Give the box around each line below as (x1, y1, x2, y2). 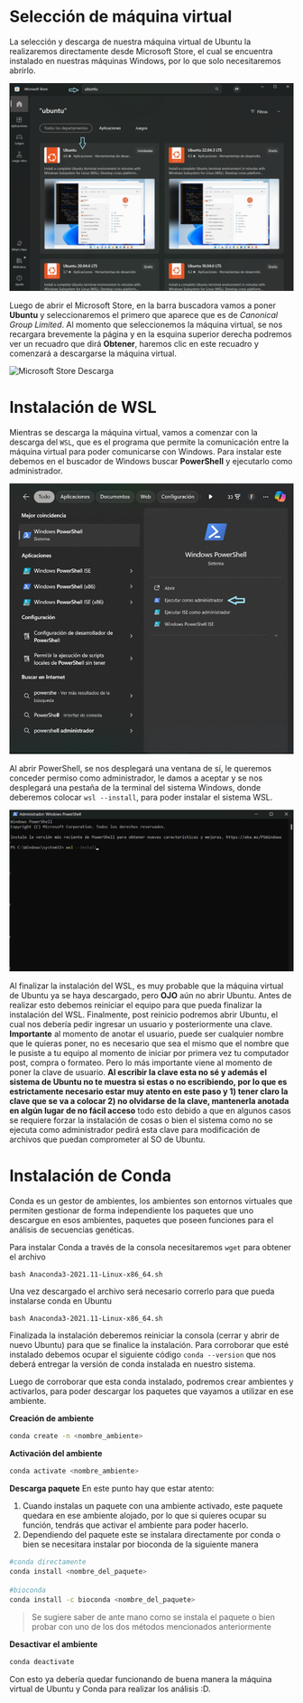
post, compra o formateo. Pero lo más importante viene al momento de (9, 1057, 273, 1068)
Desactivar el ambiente (9, 1639, 98, 1650)
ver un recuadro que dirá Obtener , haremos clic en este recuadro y (9, 339, 260, 350)
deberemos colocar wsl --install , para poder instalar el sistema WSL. (9, 792, 273, 803)
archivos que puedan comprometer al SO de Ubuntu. (9, 1134, 206, 1145)
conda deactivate (9, 1658, 75, 1667)
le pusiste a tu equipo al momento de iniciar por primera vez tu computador (9, 1048, 289, 1059)
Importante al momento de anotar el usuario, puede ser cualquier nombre (9, 1028, 284, 1040)
